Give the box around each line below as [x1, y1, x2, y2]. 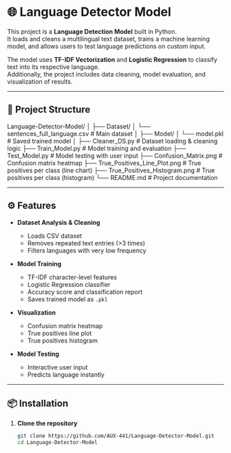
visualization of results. [7, 77, 73, 85]
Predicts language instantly [27, 370, 105, 379]
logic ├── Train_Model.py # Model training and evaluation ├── [7, 144, 187, 152]
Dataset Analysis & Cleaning [16, 218, 100, 226]
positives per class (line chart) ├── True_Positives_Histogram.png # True [7, 166, 215, 174]
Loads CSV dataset [27, 232, 82, 240]
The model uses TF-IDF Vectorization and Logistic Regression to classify [7, 55, 218, 63]
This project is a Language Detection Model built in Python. [7, 27, 177, 35]
